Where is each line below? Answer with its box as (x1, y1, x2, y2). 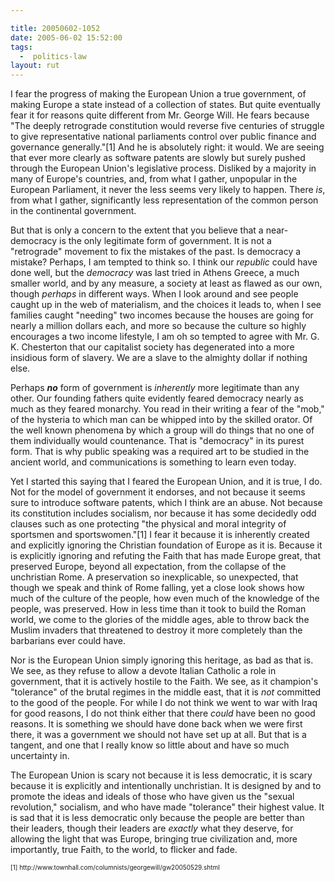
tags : (10, 42, 33, 52)
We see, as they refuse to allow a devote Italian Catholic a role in (10, 665, 277, 677)
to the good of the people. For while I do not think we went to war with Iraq (10, 697, 318, 709)
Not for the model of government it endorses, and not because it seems (10, 486, 306, 498)
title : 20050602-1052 (10, 23, 101, 33)
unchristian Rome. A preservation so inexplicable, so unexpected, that (10, 571, 299, 583)
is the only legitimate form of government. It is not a (59, 235, 272, 247)
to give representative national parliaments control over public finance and (10, 131, 317, 143)
